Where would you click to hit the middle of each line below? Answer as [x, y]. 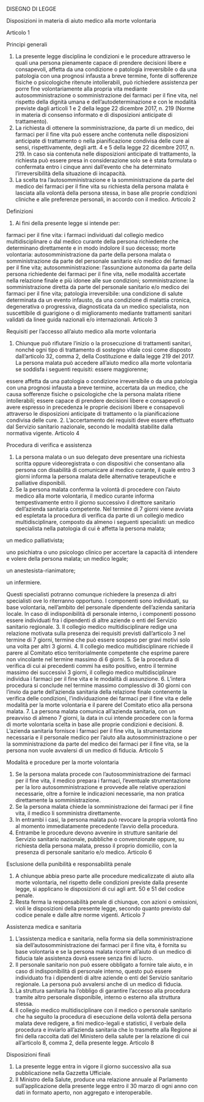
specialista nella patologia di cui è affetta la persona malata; [90, 528]
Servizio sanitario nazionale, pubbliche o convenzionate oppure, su [100, 839]
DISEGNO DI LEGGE [31, 9]
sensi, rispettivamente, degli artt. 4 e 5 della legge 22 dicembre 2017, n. [105, 147]
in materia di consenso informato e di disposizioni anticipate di [94, 115]
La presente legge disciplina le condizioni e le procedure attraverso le [103, 56]
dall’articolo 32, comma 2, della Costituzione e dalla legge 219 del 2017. [104, 356]
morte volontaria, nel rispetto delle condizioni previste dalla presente [101, 882]
